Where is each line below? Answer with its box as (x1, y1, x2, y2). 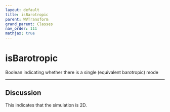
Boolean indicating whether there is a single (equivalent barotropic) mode (5, 69, 158, 75)
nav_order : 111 (5, 26, 37, 31)
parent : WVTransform (5, 17, 49, 22)
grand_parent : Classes (5, 21, 53, 27)
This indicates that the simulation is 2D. (5, 102, 87, 108)
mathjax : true (5, 31, 35, 36)
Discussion (5, 89, 41, 97)
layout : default (5, 7, 39, 13)
